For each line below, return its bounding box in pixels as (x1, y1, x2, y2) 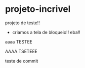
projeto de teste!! (5, 20, 40, 26)
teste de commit (5, 58, 39, 64)
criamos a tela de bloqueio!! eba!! (12, 29, 81, 35)
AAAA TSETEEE (5, 48, 38, 54)
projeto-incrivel (5, 3, 71, 15)
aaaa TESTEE (5, 38, 33, 45)
